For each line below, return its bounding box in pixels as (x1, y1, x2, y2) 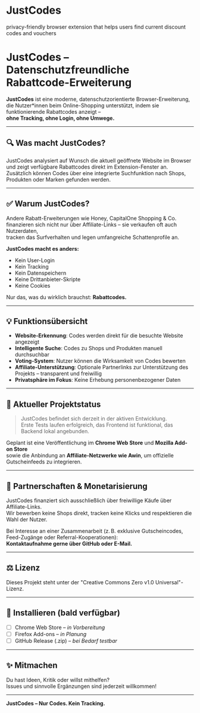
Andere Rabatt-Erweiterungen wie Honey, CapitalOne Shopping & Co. (6, 214, 177, 222)
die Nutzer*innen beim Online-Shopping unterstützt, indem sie (6, 102, 160, 109)
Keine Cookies (14, 282, 51, 289)
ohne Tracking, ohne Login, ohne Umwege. (6, 114, 115, 122)
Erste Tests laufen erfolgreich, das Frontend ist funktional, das (20, 421, 174, 429)
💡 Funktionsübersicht (6, 316, 88, 326)
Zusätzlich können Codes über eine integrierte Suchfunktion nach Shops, (6, 169, 186, 176)
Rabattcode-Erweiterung (6, 76, 132, 89)
